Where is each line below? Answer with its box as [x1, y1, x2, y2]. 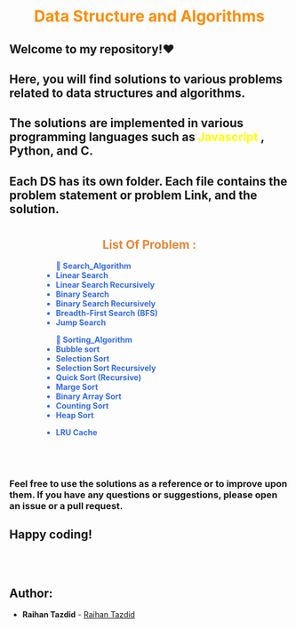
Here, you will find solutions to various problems [9, 71, 283, 86]
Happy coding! [9, 527, 93, 542]
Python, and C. [9, 144, 93, 159]
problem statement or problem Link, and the [9, 187, 258, 203]
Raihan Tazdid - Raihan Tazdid [21, 609, 136, 620]
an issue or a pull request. [9, 499, 124, 512]
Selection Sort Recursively [55, 362, 156, 374]
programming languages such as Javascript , [9, 130, 265, 145]
